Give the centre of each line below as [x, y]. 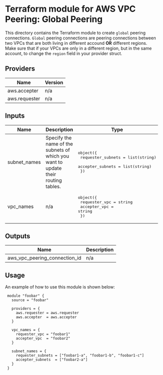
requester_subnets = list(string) [118, 157]
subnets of [58, 150]
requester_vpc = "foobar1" [43, 334]
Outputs [18, 236]
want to [54, 162]
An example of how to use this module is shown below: [60, 287]
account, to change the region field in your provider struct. [64, 53]
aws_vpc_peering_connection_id [44, 258]
